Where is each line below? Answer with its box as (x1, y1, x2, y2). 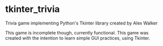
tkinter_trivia (5, 3, 60, 15)
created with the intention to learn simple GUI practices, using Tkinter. (5, 35, 150, 41)
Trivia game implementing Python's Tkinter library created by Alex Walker (5, 20, 158, 26)
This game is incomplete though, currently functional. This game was (5, 29, 149, 35)
